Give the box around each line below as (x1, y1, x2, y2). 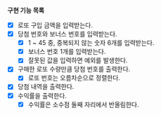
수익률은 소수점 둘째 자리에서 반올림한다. (27, 100, 139, 109)
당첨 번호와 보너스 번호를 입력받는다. (17, 30, 117, 39)
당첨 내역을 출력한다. (17, 83, 75, 91)
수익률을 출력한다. (17, 91, 67, 100)
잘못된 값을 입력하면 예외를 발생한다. (27, 56, 128, 65)
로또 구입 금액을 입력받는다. (17, 21, 94, 29)
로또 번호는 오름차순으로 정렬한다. (27, 74, 121, 82)
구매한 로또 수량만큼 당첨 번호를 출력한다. (17, 65, 131, 74)
